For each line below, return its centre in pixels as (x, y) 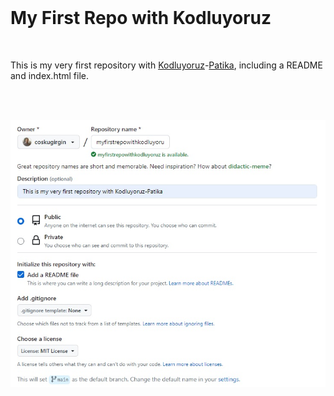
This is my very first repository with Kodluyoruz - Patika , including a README (166, 65)
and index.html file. (50, 75)
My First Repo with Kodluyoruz (141, 18)
